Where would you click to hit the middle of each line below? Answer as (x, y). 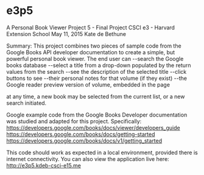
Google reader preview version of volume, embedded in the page (88, 84)
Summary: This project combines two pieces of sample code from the (94, 46)
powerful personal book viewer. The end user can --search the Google (95, 59)
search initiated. (26, 103)
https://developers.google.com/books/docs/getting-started (81, 134)
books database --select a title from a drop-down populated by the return (99, 65)
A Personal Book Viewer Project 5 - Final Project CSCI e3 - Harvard (91, 27)
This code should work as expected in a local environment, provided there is (102, 152)
